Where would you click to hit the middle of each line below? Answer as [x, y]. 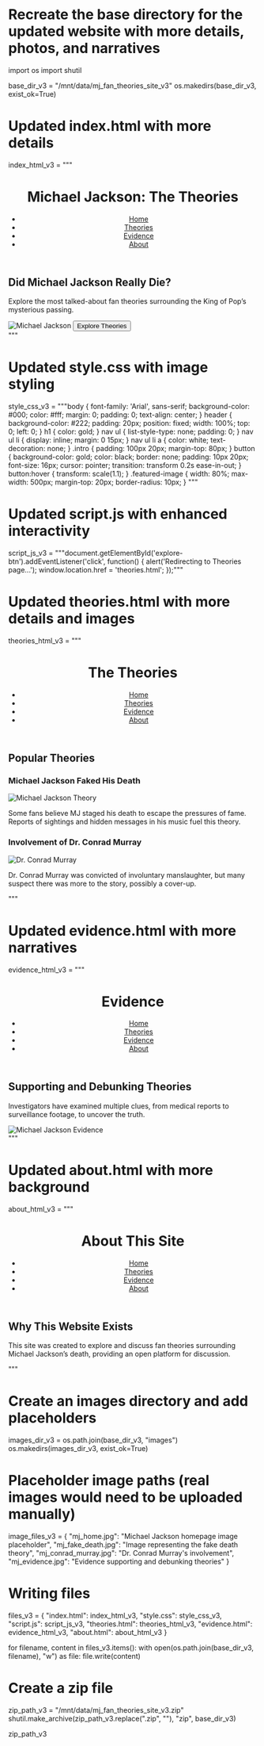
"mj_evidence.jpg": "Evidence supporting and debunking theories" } [119, 1562]
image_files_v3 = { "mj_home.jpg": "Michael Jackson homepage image [123, 1537]
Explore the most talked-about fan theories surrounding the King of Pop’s [127, 301]
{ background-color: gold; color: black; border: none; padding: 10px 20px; [128, 457]
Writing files [49, 1593]
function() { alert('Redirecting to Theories [174, 561]
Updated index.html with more [110, 126]
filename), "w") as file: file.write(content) [74, 1656]
